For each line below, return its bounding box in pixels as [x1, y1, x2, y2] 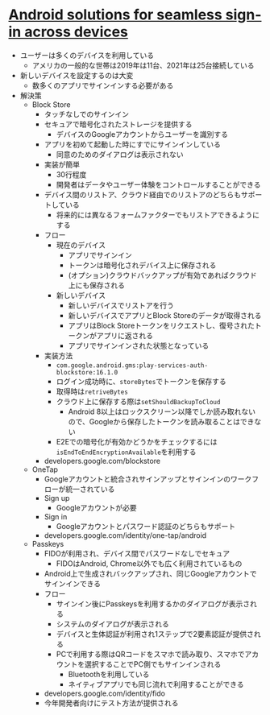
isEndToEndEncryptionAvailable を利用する [56, 447, 197, 457]
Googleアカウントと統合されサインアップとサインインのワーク [44, 473, 252, 484]
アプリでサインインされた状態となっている [68, 341, 210, 350]
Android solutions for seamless [8, 6, 223, 24]
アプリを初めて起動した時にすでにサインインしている [44, 139, 222, 149]
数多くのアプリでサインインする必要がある [31, 81, 174, 90]
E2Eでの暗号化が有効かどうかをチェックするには [56, 436, 218, 446]
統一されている [65, 484, 115, 494]
